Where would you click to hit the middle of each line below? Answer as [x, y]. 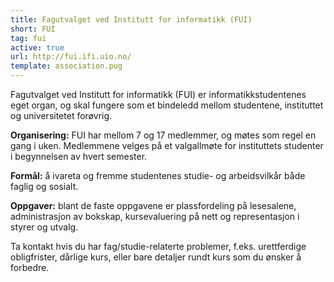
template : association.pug [66, 66]
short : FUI [33, 29]
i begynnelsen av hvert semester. [79, 156]
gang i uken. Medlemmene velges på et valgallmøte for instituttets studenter [167, 145]
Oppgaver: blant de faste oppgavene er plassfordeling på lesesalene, [153, 205]
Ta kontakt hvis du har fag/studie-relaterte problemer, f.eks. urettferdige [158, 246]
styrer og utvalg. [44, 227]
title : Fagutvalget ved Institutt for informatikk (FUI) [131, 19]
